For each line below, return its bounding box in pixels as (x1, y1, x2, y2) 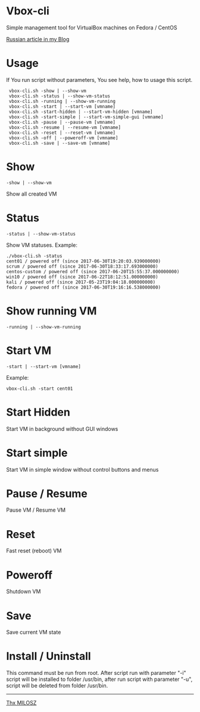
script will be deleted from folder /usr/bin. (6, 682, 108, 689)
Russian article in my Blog (6, 35, 70, 42)
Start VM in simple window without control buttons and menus (6, 466, 159, 473)
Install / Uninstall (6, 650, 91, 663)
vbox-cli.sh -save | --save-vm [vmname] (8, 140, 111, 146)
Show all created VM (6, 190, 57, 197)
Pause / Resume (6, 487, 88, 500)
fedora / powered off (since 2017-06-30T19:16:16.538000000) (6, 284, 161, 291)
